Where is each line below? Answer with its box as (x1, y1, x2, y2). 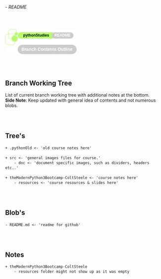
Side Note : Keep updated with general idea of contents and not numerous (5, 97, 156, 104)
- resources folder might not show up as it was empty (14, 269, 130, 275)
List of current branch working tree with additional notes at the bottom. (5, 92, 150, 98)
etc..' (5, 165, 19, 170)
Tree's (5, 132, 26, 140)
